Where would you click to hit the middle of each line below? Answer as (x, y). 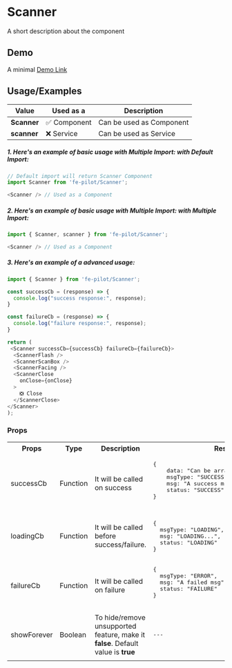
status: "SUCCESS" (195, 490)
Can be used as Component (144, 122)
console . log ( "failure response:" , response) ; (80, 324)
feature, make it (120, 634)
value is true (115, 651)
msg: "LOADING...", (190, 536)
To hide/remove (120, 617)
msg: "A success (192, 483)
